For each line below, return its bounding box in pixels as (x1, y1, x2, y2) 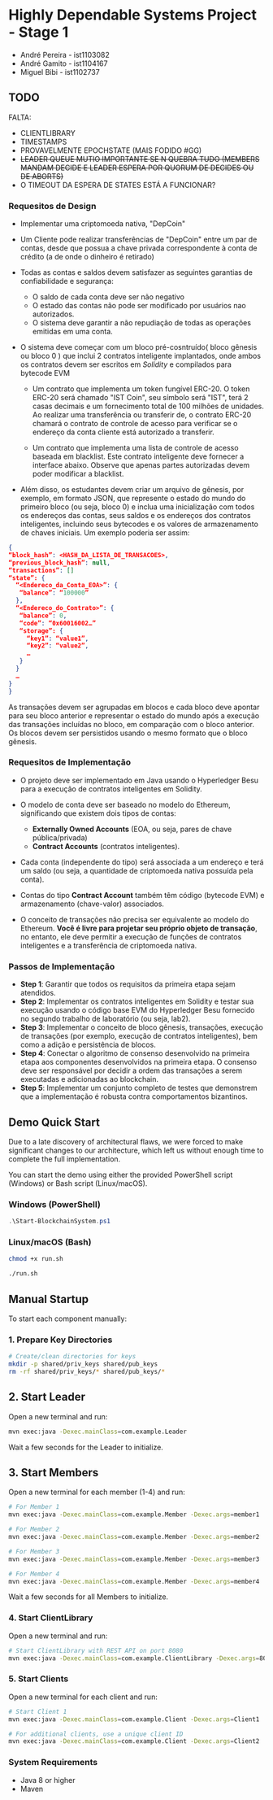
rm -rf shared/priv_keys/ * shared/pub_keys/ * (8, 1368, 165, 1376)
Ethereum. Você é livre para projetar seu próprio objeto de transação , (19, 923, 258, 933)
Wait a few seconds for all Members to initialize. (8, 1592, 169, 1602)
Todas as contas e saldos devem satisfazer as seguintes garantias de (19, 268, 253, 277)
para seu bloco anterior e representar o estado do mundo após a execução (8, 710, 260, 721)
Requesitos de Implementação (8, 756, 132, 768)
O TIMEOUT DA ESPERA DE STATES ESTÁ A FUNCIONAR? (19, 180, 216, 190)
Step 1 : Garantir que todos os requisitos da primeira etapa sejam (19, 979, 236, 989)
